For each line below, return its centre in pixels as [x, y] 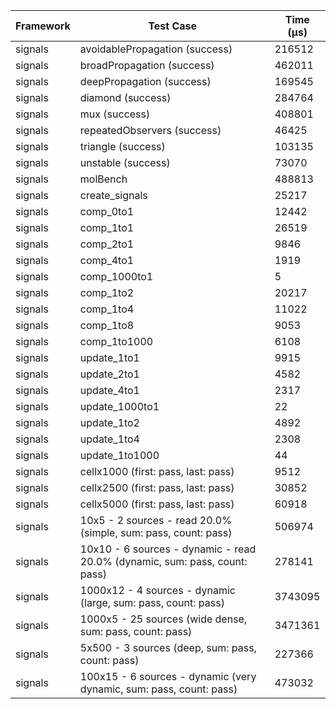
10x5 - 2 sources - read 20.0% [155, 520]
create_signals [113, 195]
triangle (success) [122, 146]
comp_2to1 [107, 244]
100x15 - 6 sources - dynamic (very [168, 676]
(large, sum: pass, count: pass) [152, 602]
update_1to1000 [119, 455]
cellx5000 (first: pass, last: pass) [157, 504]
